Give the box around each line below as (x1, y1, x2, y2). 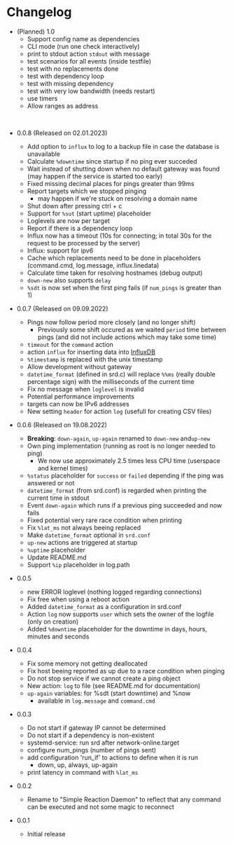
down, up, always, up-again (37, 760, 118, 769)
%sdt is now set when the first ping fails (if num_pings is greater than (27, 283, 222, 292)
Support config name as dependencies (27, 34, 140, 43)
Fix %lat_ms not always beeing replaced (27, 523, 141, 531)
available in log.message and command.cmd (37, 696, 155, 705)
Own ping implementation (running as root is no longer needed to (27, 441, 216, 450)
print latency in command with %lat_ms (27, 768, 139, 776)
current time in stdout (27, 494, 90, 502)
